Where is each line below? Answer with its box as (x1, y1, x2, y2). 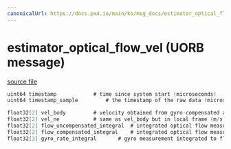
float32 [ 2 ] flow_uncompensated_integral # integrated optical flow (7, 122, 208, 130)
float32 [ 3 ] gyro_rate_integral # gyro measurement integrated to (7, 135, 217, 142)
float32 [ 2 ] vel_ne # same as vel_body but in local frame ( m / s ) (7, 116, 226, 123)
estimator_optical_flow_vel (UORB (7, 39, 205, 55)
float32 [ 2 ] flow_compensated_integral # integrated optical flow (7, 128, 208, 135)
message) (7, 54, 65, 70)
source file (7, 77, 38, 86)
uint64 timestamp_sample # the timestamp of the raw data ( (7, 97, 208, 104)
